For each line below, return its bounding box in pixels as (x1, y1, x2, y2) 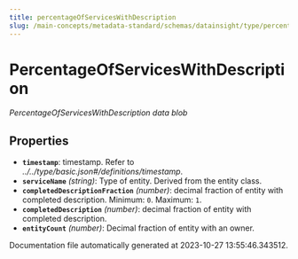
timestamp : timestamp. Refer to (21, 157, 135, 168)
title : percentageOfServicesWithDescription (9, 12, 176, 22)
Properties (9, 133, 69, 148)
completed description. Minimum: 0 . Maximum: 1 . (21, 194, 202, 205)
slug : (9, 21, 29, 30)
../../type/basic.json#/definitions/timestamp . (21, 166, 184, 177)
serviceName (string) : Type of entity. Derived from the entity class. (21, 176, 263, 186)
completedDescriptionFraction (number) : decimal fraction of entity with (21, 185, 284, 196)
